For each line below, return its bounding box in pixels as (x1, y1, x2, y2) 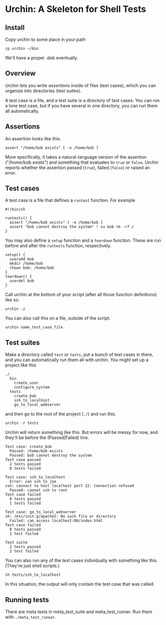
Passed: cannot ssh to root (9, 488, 68, 493)
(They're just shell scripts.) (5, 563, 60, 569)
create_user (14, 381, 39, 386)
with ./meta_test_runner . (5, 614, 56, 620)
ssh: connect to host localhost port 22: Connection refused (5, 484, 134, 489)
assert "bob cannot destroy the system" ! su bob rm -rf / (9, 224, 134, 229)
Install (5, 23, 25, 32)
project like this (5, 362, 36, 368)
